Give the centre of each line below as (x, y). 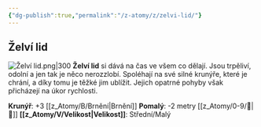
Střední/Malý (150, 114)
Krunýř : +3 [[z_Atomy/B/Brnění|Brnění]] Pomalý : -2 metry (102, 106)
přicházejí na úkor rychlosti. (53, 91)
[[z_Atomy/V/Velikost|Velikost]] (72, 114)
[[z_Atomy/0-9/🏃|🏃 (226, 106)
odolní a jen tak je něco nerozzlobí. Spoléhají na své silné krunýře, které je (128, 74)
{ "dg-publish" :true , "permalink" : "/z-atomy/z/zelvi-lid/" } (105, 15)
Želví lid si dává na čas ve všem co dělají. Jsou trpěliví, (162, 66)
